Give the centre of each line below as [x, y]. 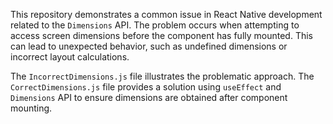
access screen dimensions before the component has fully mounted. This [162, 35]
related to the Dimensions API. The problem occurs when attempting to [155, 25]
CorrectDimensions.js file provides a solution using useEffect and [146, 87]
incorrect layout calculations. [70, 57]
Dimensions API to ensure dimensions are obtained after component [149, 97]
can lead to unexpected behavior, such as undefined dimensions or [149, 46]
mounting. [31, 108]
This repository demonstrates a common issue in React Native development [166, 14]
